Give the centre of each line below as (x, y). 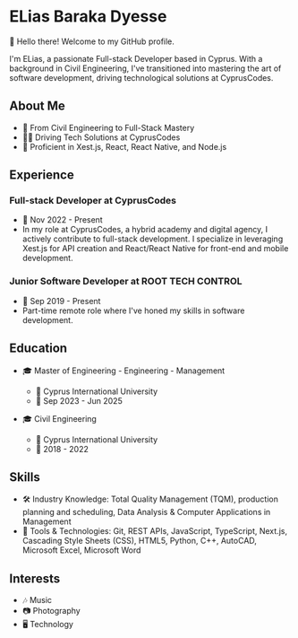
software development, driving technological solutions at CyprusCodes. (141, 77)
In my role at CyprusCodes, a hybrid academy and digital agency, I (145, 230)
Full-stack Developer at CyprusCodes (93, 201)
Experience (42, 175)
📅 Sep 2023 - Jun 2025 (79, 400)
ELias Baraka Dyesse (88, 17)
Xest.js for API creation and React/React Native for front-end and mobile (155, 249)
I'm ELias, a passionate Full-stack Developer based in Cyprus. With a (136, 58)
